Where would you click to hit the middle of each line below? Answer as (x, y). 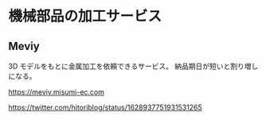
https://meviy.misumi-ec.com (57, 92)
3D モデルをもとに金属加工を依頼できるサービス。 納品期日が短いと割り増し (133, 66)
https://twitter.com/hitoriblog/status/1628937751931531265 (106, 107)
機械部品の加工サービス (85, 16)
